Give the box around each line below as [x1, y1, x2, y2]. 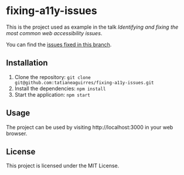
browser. [6, 130, 28, 137]
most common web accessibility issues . [6, 29, 103, 36]
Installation [6, 58, 48, 68]
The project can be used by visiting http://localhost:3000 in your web [6, 123, 173, 131]
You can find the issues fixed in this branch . [6, 41, 112, 48]
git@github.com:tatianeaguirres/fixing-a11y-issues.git [14, 80, 154, 85]
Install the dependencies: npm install [14, 85, 106, 92]
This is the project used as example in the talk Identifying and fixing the [6, 23, 179, 30]
